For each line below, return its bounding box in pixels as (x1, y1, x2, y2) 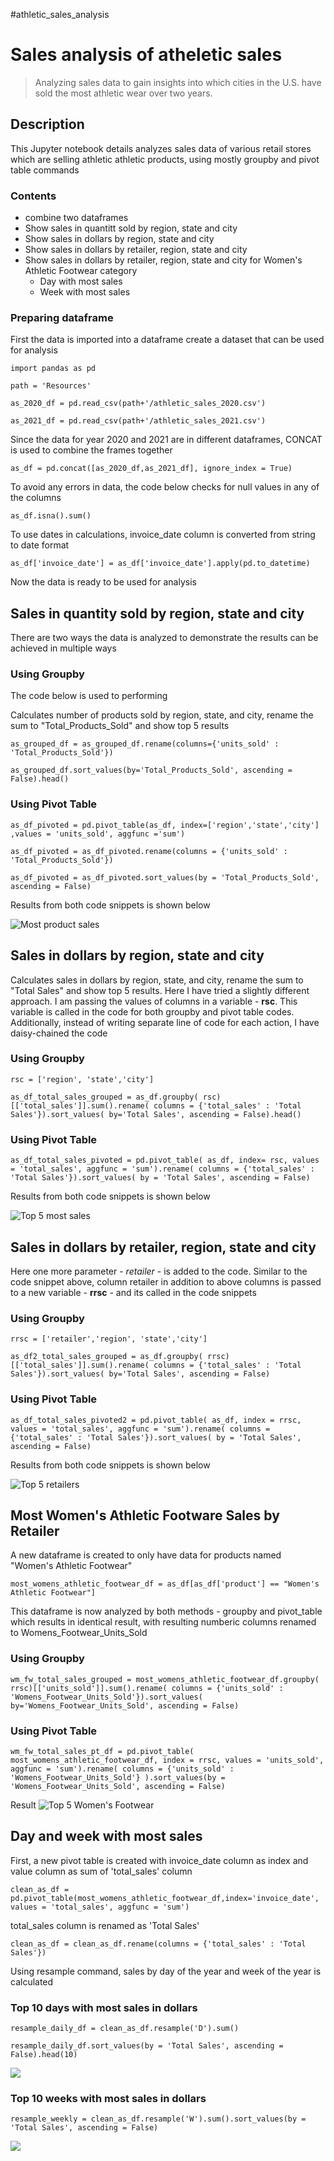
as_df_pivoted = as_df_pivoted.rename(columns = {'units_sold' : (10, 846, 288, 856)
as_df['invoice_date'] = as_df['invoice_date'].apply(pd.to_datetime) (10, 559, 311, 569)
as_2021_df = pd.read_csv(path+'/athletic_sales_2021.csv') (10, 416, 267, 426)
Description (10, 116, 85, 133)
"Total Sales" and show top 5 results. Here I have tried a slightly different (10, 984, 310, 996)
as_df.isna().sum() (10, 511, 92, 521)
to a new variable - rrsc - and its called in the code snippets (10, 1286, 257, 1298)
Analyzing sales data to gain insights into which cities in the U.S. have (34, 76, 322, 88)
